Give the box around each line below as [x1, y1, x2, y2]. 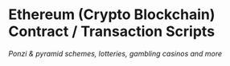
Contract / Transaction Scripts [8, 22, 216, 41]
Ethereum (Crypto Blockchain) [8, 6, 216, 24]
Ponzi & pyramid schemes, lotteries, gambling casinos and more [8, 49, 223, 58]
